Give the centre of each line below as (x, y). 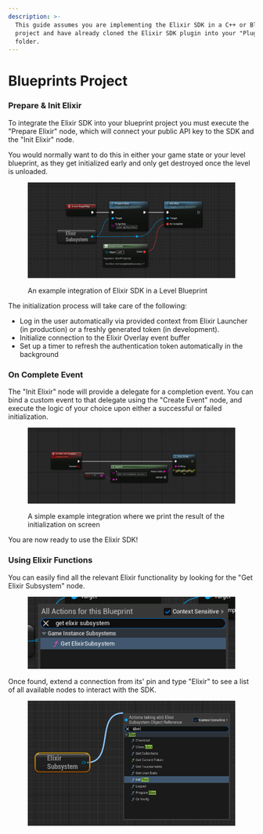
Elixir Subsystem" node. (47, 585)
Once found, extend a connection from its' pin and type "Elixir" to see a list (128, 681)
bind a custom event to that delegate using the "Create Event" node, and (125, 400)
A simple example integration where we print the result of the (126, 516)
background (39, 355)
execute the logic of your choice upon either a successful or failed (115, 409)
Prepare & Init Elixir (45, 106)
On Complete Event (46, 375)
